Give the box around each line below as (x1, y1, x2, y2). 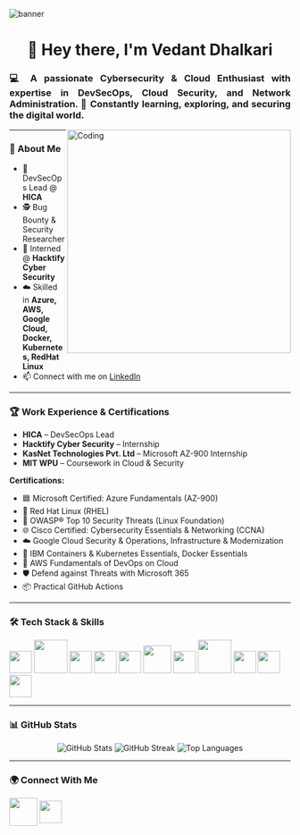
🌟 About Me (9, 143, 62, 156)
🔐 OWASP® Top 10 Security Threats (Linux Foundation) (21, 515, 225, 527)
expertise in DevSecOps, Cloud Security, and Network (9, 87, 291, 99)
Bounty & (21, 215, 56, 225)
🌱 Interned (21, 242, 62, 254)
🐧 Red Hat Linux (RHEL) (21, 506, 110, 517)
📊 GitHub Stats (9, 719, 78, 731)
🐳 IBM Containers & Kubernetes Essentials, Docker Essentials (21, 548, 248, 559)
